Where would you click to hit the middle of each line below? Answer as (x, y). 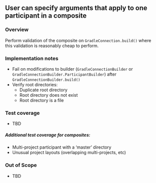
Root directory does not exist (49, 95)
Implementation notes (32, 58)
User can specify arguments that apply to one (76, 8)
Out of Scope (21, 165)
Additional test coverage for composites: (48, 135)
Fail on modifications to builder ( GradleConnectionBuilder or (72, 69)
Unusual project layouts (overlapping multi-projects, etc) (69, 153)
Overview (17, 30)
